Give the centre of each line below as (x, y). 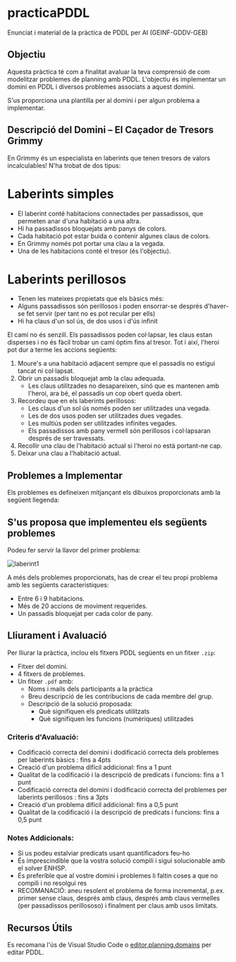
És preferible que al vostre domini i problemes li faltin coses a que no (118, 876)
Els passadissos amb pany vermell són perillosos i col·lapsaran (119, 431)
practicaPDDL (49, 13)
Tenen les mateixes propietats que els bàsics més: (91, 299)
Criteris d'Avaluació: (43, 736)
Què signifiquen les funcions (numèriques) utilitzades (116, 719)
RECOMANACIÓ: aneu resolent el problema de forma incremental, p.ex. (121, 891)
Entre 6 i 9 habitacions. (51, 599)
